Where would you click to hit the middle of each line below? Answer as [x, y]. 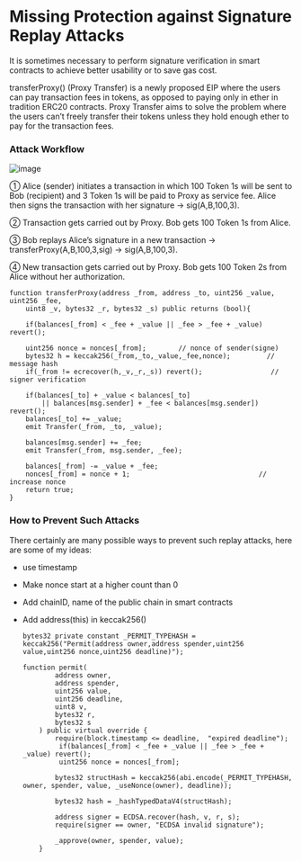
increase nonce [38, 482]
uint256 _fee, [36, 301]
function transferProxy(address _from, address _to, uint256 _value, [142, 293]
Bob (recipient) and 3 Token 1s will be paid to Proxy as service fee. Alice [143, 196]
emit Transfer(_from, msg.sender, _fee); [104, 451]
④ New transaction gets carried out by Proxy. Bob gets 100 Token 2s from [148, 267]
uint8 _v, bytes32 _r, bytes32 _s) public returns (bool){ [138, 309]
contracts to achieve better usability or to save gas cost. [113, 70]
